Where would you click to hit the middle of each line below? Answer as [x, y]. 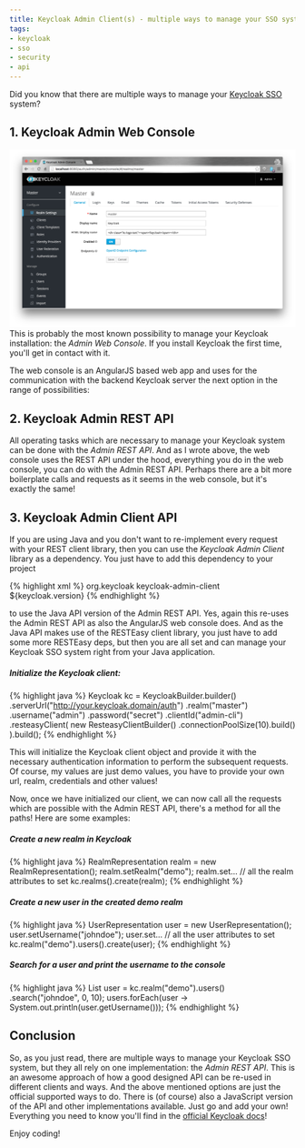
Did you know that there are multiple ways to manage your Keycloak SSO [146, 94]
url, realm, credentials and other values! [84, 780]
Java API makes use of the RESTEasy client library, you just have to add [143, 632]
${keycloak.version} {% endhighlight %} [85, 595]
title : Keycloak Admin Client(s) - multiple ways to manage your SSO [144, 19]
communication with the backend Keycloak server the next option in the [144, 380]
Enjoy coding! [35, 1133]
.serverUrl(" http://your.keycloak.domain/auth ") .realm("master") [129, 705]
